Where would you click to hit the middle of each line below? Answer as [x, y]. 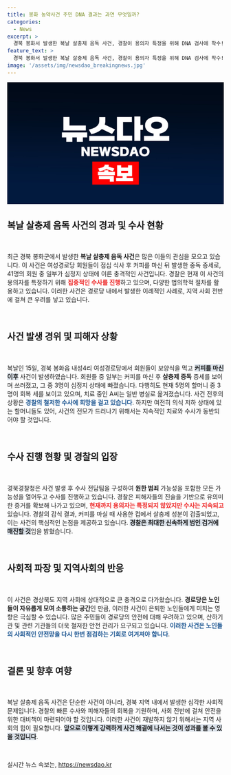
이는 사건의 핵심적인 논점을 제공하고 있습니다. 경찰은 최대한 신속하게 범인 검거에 [113, 522]
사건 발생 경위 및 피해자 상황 [63, 337]
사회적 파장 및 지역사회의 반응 [66, 568]
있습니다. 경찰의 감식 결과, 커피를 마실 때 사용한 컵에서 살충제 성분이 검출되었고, [113, 514]
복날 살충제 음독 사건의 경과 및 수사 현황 [85, 225]
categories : [24, 22]
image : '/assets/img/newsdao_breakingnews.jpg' [77, 65]
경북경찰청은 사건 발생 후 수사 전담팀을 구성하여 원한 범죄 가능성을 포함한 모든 [111, 488]
